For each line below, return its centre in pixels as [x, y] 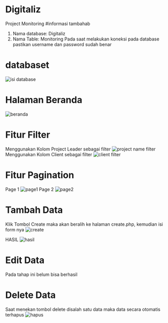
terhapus [15, 315]
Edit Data [25, 260]
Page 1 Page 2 [30, 189]
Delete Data [31, 295]
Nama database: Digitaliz [39, 33]
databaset [27, 65]
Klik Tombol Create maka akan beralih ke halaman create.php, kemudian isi [84, 224]
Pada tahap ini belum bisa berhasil [41, 274]
